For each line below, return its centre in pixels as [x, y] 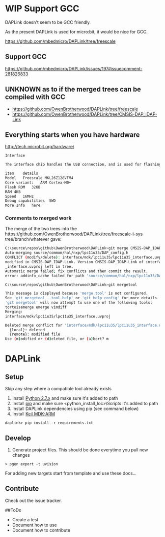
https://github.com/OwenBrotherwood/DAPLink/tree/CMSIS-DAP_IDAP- [85, 114]
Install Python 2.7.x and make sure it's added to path [65, 398]
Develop [18, 438]
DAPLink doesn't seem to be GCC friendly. [48, 22]
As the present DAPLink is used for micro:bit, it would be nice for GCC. [76, 32]
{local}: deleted [27, 330]
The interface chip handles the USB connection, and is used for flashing [83, 165]
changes [21, 455]
